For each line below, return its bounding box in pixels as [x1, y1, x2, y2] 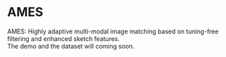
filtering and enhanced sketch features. [7, 34, 120, 42]
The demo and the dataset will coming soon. [7, 42, 135, 50]
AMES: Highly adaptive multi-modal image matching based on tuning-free [7, 27, 219, 35]
